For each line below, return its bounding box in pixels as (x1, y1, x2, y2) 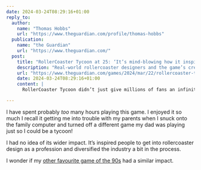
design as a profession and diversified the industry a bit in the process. (6, 145, 181, 153)
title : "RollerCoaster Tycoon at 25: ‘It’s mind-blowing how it (17, 59, 181, 65)
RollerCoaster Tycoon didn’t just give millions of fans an (22, 87, 175, 93)
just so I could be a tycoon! (6, 127, 73, 135)
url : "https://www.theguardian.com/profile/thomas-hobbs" (17, 31, 165, 37)
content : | (17, 81, 44, 87)
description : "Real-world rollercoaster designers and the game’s (17, 64, 186, 71)
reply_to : (6, 14, 31, 20)
